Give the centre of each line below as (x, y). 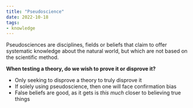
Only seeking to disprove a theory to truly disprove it (78, 80)
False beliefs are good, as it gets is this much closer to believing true (98, 93)
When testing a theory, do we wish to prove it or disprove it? (81, 69)
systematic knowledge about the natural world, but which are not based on (97, 51)
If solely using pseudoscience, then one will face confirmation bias (95, 87)
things (22, 99)
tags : (13, 22)
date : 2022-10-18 (27, 17)
